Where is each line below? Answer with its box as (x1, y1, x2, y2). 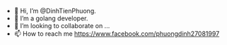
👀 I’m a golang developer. (13, 14, 88, 22)
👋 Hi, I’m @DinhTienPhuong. (13, 7, 97, 15)
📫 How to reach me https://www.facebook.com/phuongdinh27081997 (13, 30, 220, 38)
